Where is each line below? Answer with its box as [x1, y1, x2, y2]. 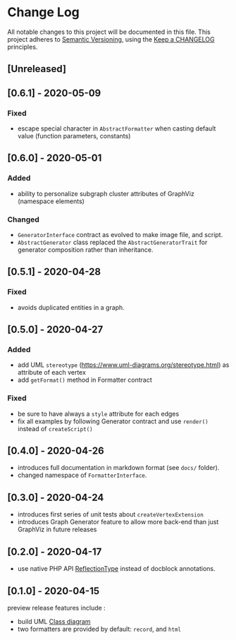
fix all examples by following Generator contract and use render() [17, 417, 209, 425]
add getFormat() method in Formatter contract [17, 375, 153, 385]
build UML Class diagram [17, 617, 91, 625]
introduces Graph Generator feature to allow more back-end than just [17, 518, 219, 526]
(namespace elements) [17, 197, 85, 205]
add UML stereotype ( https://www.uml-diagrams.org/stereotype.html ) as [17, 361, 230, 369]
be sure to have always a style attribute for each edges [17, 409, 180, 418]
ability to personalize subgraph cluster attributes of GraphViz [17, 189, 195, 198]
